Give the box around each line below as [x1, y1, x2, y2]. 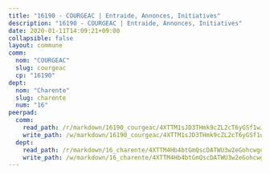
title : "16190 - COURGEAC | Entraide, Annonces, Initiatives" [8, 11, 221, 20]
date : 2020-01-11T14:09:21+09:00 [8, 26, 121, 34]
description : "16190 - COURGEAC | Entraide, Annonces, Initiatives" [8, 19, 243, 27]
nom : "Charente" [15, 86, 70, 95]
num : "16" [15, 101, 48, 109]
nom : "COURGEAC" [15, 57, 70, 65]
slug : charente [15, 94, 67, 102]
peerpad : [8, 109, 38, 117]
